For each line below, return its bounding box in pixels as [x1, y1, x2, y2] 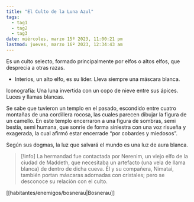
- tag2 [11, 25, 28, 31]
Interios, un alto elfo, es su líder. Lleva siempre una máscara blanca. [14, 75, 180, 83]
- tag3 [11, 31, 28, 37]
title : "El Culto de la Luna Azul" [6, 8, 94, 15]
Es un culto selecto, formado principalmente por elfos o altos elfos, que [6, 57, 180, 65]
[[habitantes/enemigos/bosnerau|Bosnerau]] [6, 189, 115, 196]
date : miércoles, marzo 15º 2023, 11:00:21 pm [6, 36, 123, 42]
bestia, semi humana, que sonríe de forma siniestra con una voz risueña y [6, 123, 186, 131]
